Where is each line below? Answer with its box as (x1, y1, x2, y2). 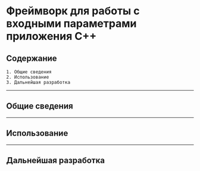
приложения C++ (6, 30, 97, 43)
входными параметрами (6, 17, 137, 30)
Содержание (6, 53, 58, 63)
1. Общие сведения (6, 69, 52, 75)
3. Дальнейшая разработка (6, 79, 70, 85)
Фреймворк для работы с (6, 4, 140, 18)
